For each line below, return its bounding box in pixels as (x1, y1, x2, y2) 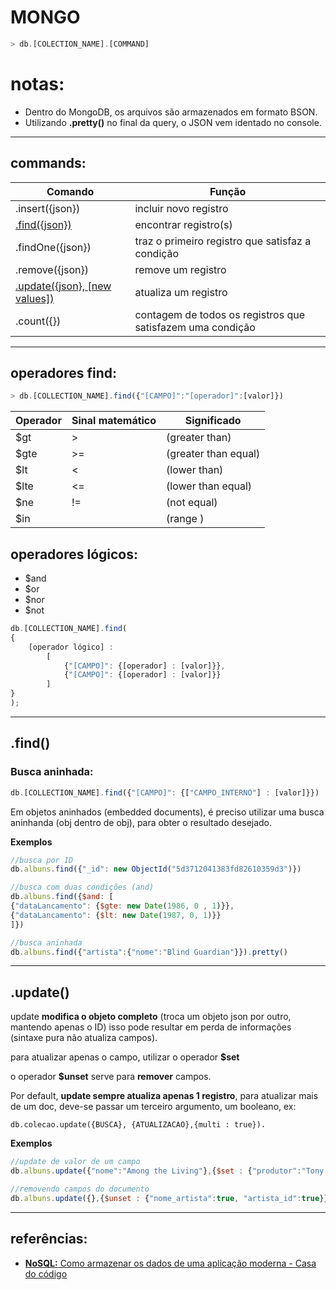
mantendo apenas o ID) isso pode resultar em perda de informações (10, 1021, 292, 1033)
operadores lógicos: (10, 546, 139, 563)
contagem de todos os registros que (134, 307, 306, 321)
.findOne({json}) (15, 240, 92, 254)
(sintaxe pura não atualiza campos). (10, 1032, 158, 1044)
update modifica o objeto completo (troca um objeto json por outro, (10, 1011, 292, 1023)
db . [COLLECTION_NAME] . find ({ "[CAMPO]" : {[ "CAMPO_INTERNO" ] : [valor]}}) (10, 787, 320, 798)
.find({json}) (15, 217, 72, 231)
